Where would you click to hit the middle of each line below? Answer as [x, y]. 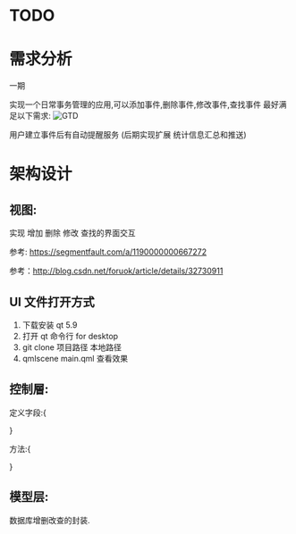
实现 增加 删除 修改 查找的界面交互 [72, 233]
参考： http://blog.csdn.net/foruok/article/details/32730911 [116, 271]
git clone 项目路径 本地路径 [72, 347]
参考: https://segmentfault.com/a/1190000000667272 [108, 252]
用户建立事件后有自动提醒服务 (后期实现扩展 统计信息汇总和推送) [128, 135]
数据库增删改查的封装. [50, 520]
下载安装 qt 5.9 [50, 325]
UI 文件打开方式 [52, 301]
